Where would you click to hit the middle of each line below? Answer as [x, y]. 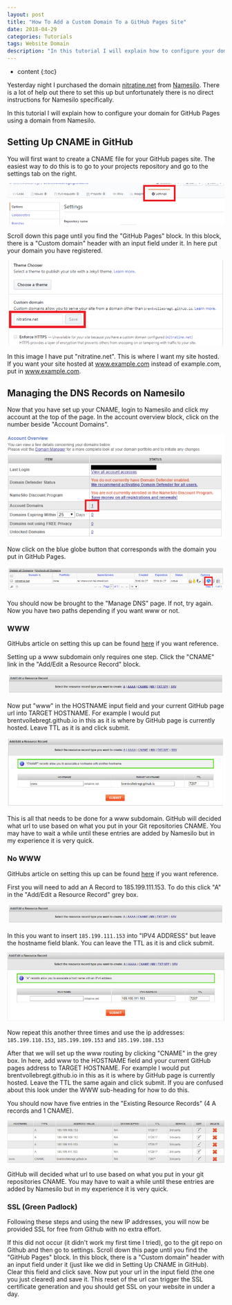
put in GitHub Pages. [37, 557]
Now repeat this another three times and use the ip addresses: [96, 1032]
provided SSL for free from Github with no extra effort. [84, 1229]
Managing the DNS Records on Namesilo [96, 393]
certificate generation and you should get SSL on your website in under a [111, 1287]
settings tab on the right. [42, 174]
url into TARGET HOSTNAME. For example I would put [84, 713]
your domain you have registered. [55, 251]
